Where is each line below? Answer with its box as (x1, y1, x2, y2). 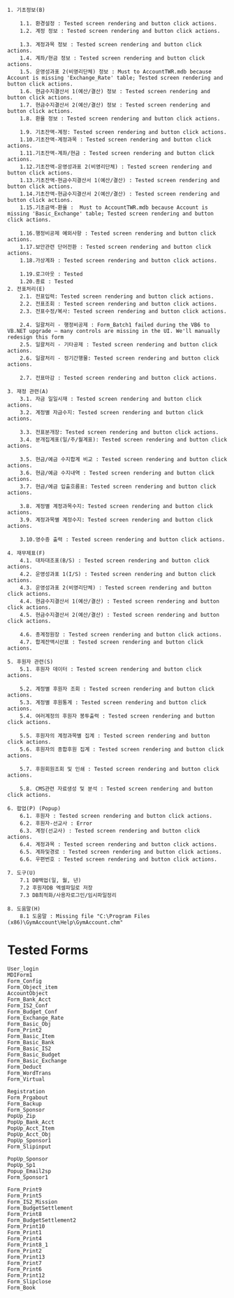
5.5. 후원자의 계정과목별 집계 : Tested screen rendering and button (20, 732, 210, 739)
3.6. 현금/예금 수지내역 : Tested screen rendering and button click (20, 470, 215, 477)
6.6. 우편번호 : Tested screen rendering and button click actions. (20, 856, 218, 863)
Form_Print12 (7, 1271, 45, 1279)
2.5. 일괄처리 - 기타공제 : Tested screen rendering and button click (20, 341, 218, 348)
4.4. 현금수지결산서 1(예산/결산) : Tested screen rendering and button (20, 598, 220, 605)
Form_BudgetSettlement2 (7, 1217, 77, 1224)
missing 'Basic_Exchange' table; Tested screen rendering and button (7, 210, 214, 217)
